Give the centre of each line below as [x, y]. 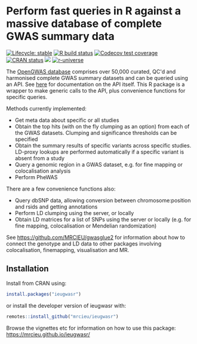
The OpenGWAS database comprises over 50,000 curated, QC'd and [91, 71]
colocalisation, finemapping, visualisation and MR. [68, 250]
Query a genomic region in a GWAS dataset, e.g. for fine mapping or [99, 164]
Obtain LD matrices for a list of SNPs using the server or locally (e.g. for [103, 219]
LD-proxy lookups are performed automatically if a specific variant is [99, 152]
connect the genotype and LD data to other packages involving [84, 244]
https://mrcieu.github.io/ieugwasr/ [48, 334]
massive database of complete [84, 24]
